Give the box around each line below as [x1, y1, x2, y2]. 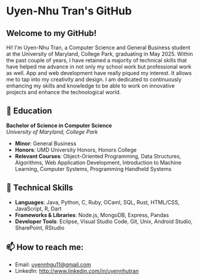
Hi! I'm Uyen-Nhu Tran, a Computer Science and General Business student [6, 44, 191, 51]
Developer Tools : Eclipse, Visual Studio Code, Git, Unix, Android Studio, [14, 218, 193, 225]
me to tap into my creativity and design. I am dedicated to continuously [6, 76, 182, 83]
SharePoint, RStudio [14, 224, 65, 231]
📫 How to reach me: [6, 242, 84, 252]
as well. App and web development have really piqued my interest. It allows [6, 70, 192, 76]
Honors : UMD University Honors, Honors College [14, 146, 137, 153]
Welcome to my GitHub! [6, 28, 97, 38]
